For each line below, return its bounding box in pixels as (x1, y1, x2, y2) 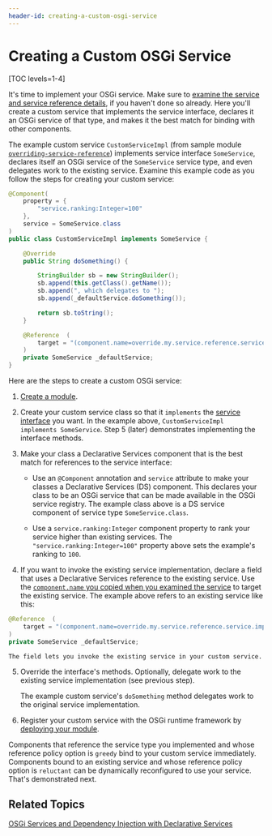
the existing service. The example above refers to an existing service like (19, 591, 263, 601)
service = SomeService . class (23, 220, 121, 228)
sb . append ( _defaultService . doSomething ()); (37, 294, 186, 302)
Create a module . (19, 392, 79, 401)
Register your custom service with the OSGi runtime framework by (19, 715, 242, 725)
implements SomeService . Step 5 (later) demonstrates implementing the (19, 425, 256, 435)
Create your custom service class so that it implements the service (19, 407, 241, 418)
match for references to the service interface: (19, 457, 172, 467)
